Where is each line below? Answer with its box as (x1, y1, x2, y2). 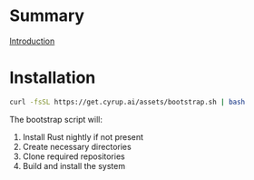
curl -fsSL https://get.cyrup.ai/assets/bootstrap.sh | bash (9, 97, 246, 106)
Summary (9, 5, 84, 26)
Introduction (9, 35, 55, 46)
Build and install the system (22, 160, 125, 171)
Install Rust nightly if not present (22, 131, 143, 142)
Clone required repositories (22, 151, 125, 162)
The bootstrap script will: (9, 114, 103, 125)
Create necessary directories (22, 141, 132, 152)
